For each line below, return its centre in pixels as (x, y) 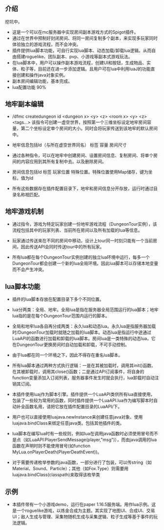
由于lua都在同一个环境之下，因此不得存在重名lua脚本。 (67, 355)
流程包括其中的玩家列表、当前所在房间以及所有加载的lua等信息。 (77, 230)
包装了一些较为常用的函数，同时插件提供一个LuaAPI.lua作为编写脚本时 (83, 400)
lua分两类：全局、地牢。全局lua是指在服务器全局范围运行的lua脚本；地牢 (85, 310)
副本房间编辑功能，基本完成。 (42, 81)
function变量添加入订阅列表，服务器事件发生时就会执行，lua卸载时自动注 (85, 378)
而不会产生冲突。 (29, 269)
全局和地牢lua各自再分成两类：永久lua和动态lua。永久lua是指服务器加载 (84, 326)
